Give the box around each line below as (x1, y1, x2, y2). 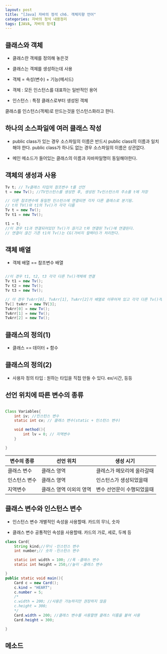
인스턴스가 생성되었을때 (96, 476, 148, 483)
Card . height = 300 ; (14, 617, 55, 623)
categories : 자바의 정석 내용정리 (5, 16, 67, 21)
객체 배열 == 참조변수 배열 (12, 260, 64, 266)
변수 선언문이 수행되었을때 (96, 486, 154, 493)
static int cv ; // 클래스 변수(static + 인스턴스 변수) (14, 418, 121, 423)
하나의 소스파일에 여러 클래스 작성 (5, 124, 102, 133)
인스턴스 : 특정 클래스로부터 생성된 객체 (12, 98, 88, 104)
